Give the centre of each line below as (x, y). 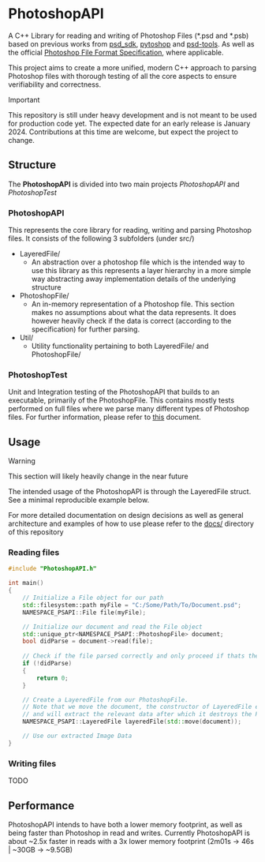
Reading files (34, 553)
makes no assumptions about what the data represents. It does (134, 313)
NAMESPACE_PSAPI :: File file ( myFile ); (84, 613)
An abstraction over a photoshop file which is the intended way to (138, 262)
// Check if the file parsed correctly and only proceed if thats (134, 656)
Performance (41, 806)
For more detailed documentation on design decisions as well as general (126, 515)
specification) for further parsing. (86, 329)
